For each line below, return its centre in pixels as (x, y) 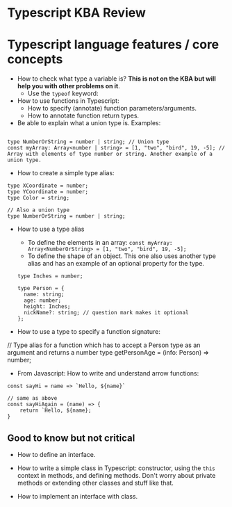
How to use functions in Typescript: (68, 101)
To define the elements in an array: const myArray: (100, 243)
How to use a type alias (51, 229)
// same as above (32, 399)
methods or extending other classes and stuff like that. (95, 483)
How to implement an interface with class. (77, 496)
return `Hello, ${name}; (56, 411)
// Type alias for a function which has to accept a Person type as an (104, 345)
